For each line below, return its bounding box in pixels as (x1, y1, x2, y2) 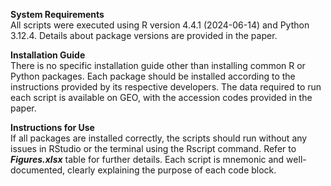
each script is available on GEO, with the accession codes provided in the (10, 92, 313, 103)
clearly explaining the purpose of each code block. (67, 164, 277, 176)
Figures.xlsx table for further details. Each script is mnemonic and (10, 154, 285, 165)
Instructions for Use (10, 122, 95, 133)
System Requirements (10, 9, 105, 20)
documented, (10, 164, 66, 176)
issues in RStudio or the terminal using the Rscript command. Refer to (10, 143, 297, 154)
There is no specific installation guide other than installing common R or (10, 60, 306, 71)
